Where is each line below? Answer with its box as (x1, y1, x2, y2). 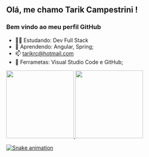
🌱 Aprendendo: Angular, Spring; (14, 43, 94, 50)
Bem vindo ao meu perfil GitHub (6, 23, 102, 31)
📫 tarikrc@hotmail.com (14, 49, 74, 57)
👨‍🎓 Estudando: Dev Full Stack (14, 36, 89, 44)
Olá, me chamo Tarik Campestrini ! (6, 5, 138, 15)
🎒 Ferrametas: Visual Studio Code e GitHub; (14, 58, 124, 66)
